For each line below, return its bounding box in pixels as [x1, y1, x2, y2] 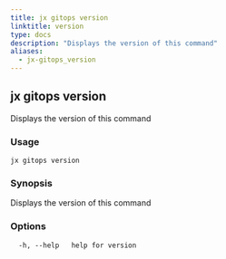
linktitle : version [10, 22, 84, 31]
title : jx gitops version [10, 13, 108, 23]
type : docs [10, 30, 52, 39]
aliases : [10, 47, 44, 56]
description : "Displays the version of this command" [10, 38, 219, 48]
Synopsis [10, 177, 53, 190]
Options [10, 220, 46, 233]
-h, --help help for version [18, 241, 137, 250]
